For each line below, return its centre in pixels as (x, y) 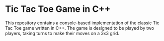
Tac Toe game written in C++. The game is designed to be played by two (80, 28)
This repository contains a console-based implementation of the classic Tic (82, 23)
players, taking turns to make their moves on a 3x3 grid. (62, 33)
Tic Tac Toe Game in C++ (58, 9)
